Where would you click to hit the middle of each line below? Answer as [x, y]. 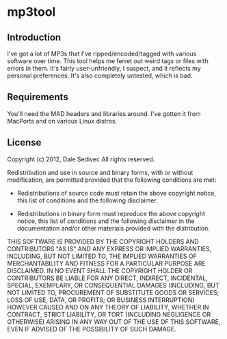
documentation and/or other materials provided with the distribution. [113, 228]
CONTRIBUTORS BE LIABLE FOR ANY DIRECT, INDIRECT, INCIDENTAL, [108, 278]
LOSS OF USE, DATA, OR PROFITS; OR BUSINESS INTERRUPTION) [101, 300]
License [24, 142]
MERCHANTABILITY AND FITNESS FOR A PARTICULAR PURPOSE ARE [107, 263]
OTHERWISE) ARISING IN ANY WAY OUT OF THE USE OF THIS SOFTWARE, [114, 322]
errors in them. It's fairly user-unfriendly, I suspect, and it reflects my [104, 68]
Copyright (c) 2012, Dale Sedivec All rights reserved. [81, 159]
